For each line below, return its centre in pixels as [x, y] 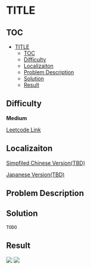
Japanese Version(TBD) [35, 175]
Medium [17, 118]
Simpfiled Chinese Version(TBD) [46, 163]
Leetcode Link [24, 130]
